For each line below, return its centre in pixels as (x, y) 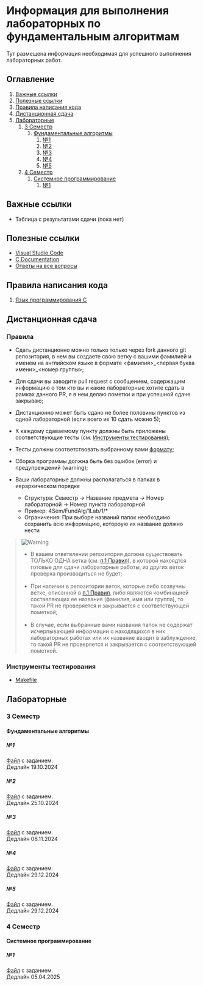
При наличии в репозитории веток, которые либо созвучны (108, 586)
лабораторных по (54, 24)
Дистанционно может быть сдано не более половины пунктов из (100, 412)
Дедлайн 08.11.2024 (32, 839)
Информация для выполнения (88, 11)
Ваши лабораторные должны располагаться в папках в (87, 479)
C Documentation (37, 259)
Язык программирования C (51, 300)
